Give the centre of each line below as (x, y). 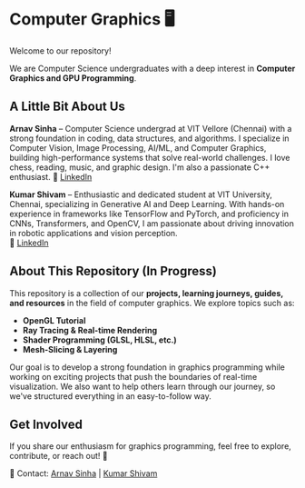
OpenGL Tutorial (54, 320)
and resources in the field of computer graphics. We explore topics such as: (152, 303)
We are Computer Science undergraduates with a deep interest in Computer (152, 68)
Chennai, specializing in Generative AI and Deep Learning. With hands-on (147, 204)
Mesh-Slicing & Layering (70, 349)
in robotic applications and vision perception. (94, 233)
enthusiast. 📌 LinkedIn (51, 176)
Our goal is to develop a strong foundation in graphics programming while (148, 367)
